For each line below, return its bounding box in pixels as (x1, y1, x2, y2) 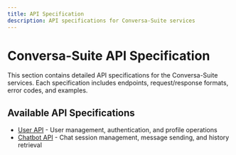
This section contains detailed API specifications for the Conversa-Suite (7, 71, 218, 80)
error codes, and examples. (7, 86, 88, 95)
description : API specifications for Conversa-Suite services (7, 17, 195, 24)
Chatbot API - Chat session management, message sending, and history (17, 133, 230, 142)
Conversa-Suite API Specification (7, 48, 210, 64)
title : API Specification (7, 10, 84, 18)
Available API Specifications (7, 107, 135, 119)
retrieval (17, 141, 43, 149)
